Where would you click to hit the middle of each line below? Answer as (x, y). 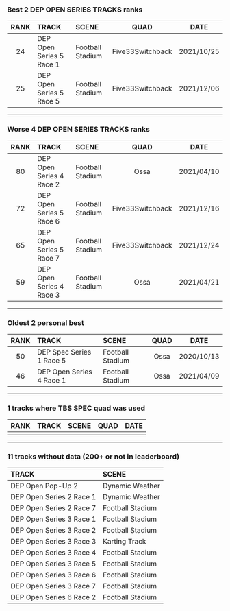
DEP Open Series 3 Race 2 (53, 531)
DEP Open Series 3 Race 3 (53, 542)
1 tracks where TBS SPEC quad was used (76, 408)
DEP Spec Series (64, 352)
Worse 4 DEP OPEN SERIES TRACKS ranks (79, 130)
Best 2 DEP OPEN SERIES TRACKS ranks (75, 10)
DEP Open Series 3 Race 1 (53, 519)
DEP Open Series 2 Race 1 (53, 497)
